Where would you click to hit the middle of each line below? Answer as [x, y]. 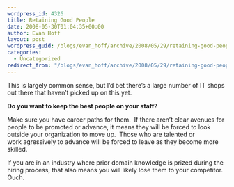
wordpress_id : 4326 [36, 14]
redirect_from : [29, 65]
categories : [24, 53]
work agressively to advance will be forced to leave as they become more [113, 141]
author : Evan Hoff [34, 33]
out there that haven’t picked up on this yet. [70, 92]
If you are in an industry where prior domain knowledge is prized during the [116, 162]
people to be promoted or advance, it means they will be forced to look [109, 127]
